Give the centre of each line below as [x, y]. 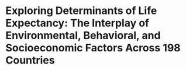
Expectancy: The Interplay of [77, 23]
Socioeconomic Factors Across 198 [93, 48]
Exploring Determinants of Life [81, 11]
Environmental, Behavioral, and [83, 36]
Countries [30, 60]
